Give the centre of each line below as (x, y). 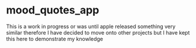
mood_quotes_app (53, 10)
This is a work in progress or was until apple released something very (91, 26)
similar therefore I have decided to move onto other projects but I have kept (98, 32)
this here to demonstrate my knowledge (55, 39)
